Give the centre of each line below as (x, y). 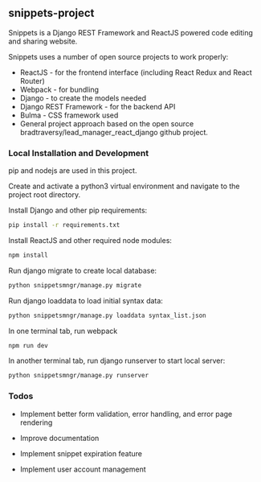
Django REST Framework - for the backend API (98, 106)
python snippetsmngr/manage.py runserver (79, 376)
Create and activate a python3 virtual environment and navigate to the (124, 186)
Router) (33, 80)
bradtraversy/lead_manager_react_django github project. (114, 132)
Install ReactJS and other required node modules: (90, 240)
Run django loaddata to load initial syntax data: (86, 300)
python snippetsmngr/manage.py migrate (75, 285)
